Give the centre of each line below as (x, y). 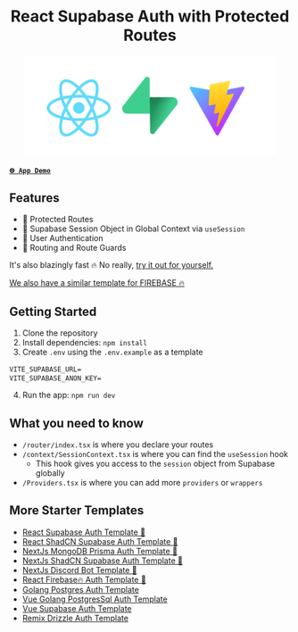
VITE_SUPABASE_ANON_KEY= (55, 378)
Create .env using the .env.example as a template (112, 352)
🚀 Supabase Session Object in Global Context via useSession (133, 229)
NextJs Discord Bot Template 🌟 (79, 570)
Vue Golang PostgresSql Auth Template (95, 599)
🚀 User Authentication (62, 238)
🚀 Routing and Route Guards (74, 248)
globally (50, 473)
